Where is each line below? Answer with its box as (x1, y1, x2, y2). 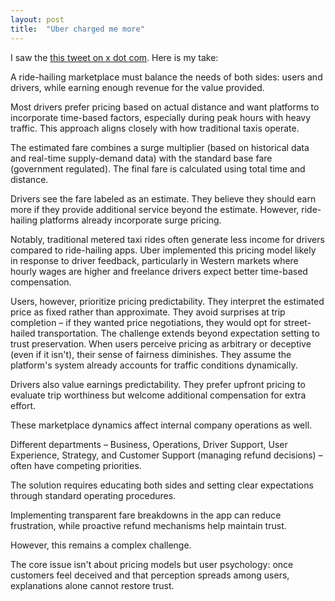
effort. (10, 399, 37, 411)
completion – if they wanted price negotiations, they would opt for (10, 316, 282, 328)
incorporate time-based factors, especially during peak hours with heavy (10, 111, 312, 123)
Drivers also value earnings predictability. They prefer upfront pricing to (10, 378, 306, 390)
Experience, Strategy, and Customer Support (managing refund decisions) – (10, 449, 323, 461)
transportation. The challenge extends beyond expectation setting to (37, 327, 320, 339)
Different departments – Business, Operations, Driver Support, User (10, 438, 288, 450)
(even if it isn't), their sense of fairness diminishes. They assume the (10, 348, 292, 360)
